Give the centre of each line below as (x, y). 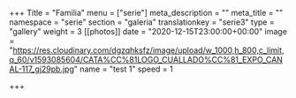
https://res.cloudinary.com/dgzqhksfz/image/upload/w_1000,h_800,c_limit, (148, 50)
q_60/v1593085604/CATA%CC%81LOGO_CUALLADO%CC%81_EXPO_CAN (146, 60)
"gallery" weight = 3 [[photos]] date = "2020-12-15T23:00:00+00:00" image (148, 31)
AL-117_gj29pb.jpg (42, 69)
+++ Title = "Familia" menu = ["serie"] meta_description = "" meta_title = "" (146, 13)
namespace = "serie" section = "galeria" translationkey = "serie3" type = (142, 22)
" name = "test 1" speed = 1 (124, 69)
